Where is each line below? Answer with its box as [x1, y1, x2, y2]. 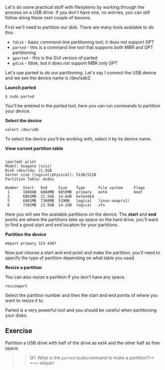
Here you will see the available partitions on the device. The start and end [5, 211, 157, 217]
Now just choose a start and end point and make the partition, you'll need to [5, 250, 160, 255]
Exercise [5, 326, 33, 335]
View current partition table [5, 145, 63, 151]
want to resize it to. [5, 298, 45, 303]
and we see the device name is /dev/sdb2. [5, 75, 92, 81]
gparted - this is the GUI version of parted [12, 55, 98, 61]
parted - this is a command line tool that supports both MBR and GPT [12, 45, 154, 50]
